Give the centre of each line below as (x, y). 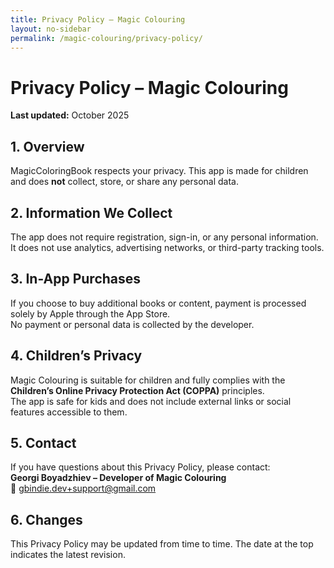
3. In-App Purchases (76, 279)
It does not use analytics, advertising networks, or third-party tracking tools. (167, 247)
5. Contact (43, 442)
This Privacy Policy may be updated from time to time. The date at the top (162, 544)
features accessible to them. (69, 412)
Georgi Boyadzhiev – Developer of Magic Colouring (118, 478)
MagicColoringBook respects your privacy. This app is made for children (159, 171)
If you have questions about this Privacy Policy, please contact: (140, 467)
